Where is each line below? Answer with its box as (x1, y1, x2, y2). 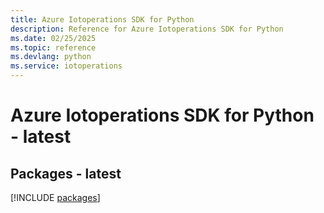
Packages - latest (10, 165, 122, 182)
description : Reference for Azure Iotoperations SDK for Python (10, 24, 284, 34)
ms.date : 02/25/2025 (10, 33, 97, 43)
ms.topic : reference (10, 42, 97, 53)
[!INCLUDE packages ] (10, 192, 101, 203)
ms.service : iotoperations (10, 61, 123, 71)
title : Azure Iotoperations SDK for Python (10, 14, 195, 25)
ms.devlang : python (10, 52, 92, 62)
